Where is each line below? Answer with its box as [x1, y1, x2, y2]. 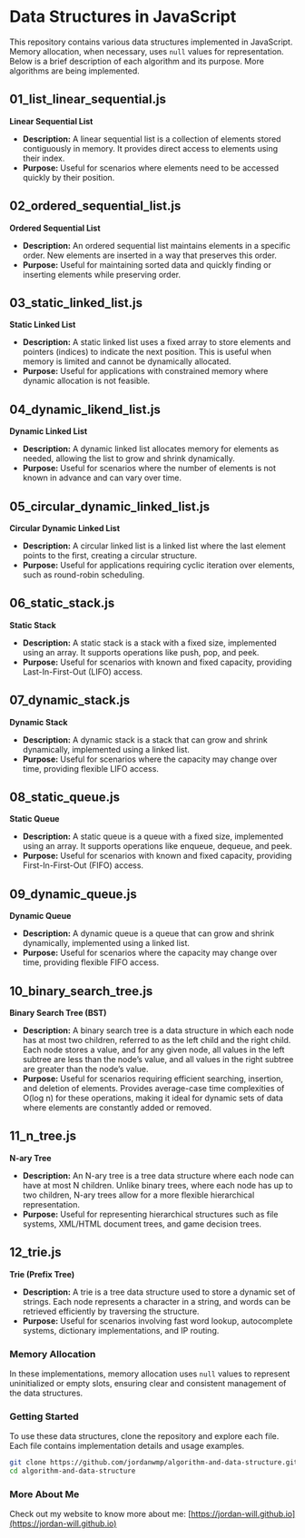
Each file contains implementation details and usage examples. [9, 1441, 245, 1452]
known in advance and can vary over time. [22, 472, 182, 483]
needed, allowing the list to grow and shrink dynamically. [22, 453, 236, 464]
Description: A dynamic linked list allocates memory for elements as [22, 443, 280, 455]
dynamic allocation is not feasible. [22, 375, 151, 387]
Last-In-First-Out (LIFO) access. [22, 665, 143, 677]
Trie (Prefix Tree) [9, 1268, 75, 1279]
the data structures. [9, 1387, 84, 1398]
